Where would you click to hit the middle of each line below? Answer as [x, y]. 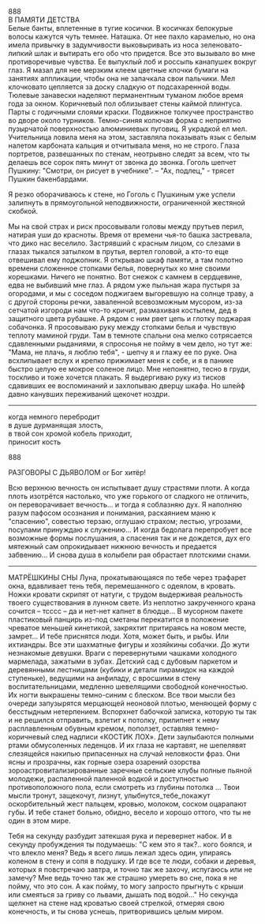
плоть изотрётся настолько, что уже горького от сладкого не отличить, [129, 496]
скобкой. [23, 211]
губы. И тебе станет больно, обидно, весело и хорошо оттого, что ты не [130, 812]
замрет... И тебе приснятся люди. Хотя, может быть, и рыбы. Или [119, 636]
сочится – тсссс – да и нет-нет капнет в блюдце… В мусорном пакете [126, 611]
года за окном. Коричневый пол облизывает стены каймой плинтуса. [125, 103]
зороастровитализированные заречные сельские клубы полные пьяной [130, 770]
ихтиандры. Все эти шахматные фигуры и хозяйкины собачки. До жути [129, 645]
